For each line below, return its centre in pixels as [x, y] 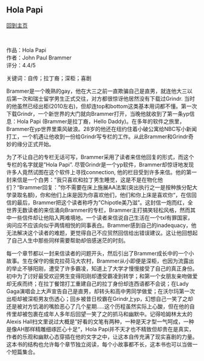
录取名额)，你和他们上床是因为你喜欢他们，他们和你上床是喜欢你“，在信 [101, 195]
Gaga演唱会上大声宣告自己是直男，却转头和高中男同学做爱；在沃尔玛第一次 [101, 291]
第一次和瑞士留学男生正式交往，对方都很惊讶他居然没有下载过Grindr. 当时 [103, 98]
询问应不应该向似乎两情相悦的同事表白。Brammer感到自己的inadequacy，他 [101, 225]
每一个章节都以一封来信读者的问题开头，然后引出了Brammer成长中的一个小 [100, 253]
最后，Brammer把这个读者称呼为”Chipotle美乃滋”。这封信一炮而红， [102, 202]
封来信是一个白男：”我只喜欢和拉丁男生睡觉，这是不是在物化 [82, 180]
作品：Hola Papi [26, 50]
